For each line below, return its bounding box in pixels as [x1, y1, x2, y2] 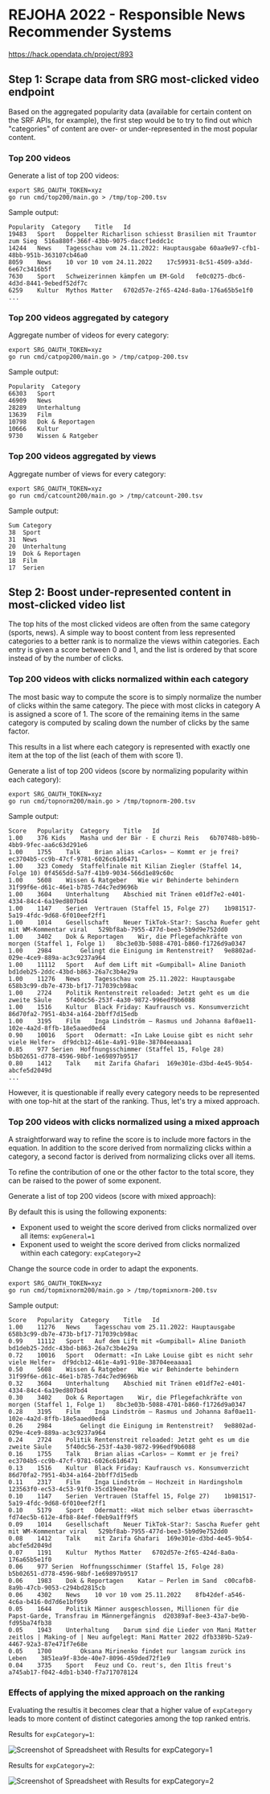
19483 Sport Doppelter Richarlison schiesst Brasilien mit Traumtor [8, 230, 257, 238]
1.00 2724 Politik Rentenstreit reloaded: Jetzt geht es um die [8, 989, 250, 997]
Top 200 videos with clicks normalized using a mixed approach [8, 1116, 260, 1127]
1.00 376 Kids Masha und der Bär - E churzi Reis [8, 833, 199, 842]
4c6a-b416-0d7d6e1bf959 [8, 1598, 88, 1606]
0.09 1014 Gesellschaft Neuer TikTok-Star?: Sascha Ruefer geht [8, 1520, 261, 1529]
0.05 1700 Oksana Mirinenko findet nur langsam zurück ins [8, 1647, 247, 1656]
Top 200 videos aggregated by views [8, 451, 157, 462]
